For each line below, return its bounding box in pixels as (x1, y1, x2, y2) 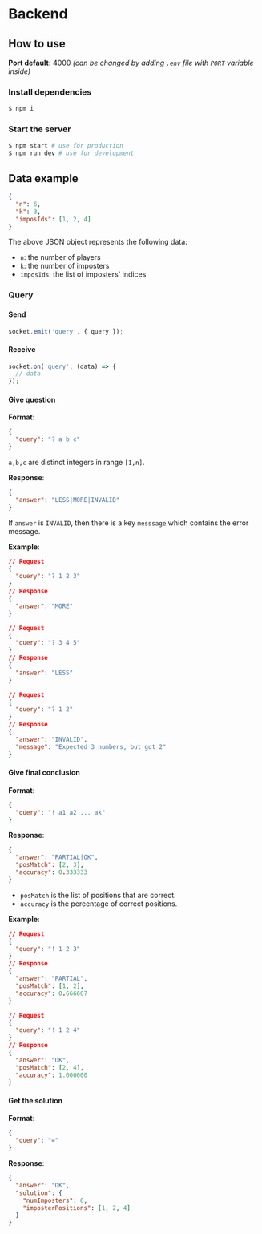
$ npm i (8, 105, 34, 113)
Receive (8, 345, 36, 354)
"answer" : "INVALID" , (15, 735, 88, 743)
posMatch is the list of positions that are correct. (19, 890, 176, 900)
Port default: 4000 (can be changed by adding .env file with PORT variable (8, 58, 254, 67)
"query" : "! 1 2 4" (15, 1026, 81, 1034)
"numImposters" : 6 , (22, 1196, 88, 1204)
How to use (8, 37, 66, 51)
